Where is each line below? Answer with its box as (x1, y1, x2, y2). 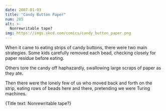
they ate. (5, 70, 24, 76)
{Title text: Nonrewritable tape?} (5, 100, 72, 106)
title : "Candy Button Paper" (5, 12, 66, 17)
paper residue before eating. (5, 55, 64, 61)
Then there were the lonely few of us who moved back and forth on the (5, 80, 152, 86)
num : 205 (5, 17, 24, 22)
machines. (5, 91, 27, 96)
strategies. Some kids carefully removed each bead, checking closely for (5, 50, 156, 56)
